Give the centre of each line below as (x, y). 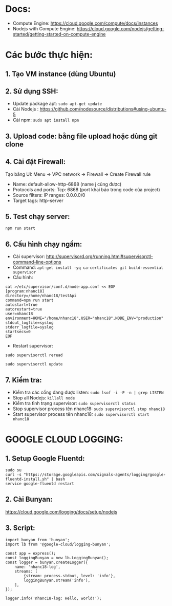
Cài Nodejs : (26, 109)
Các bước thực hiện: (49, 55)
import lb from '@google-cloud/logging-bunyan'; (58, 544)
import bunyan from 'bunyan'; (38, 540)
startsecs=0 (18, 332)
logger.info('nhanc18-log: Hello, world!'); (53, 598)
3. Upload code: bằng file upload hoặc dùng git (81, 136)
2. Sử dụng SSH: (32, 91)
